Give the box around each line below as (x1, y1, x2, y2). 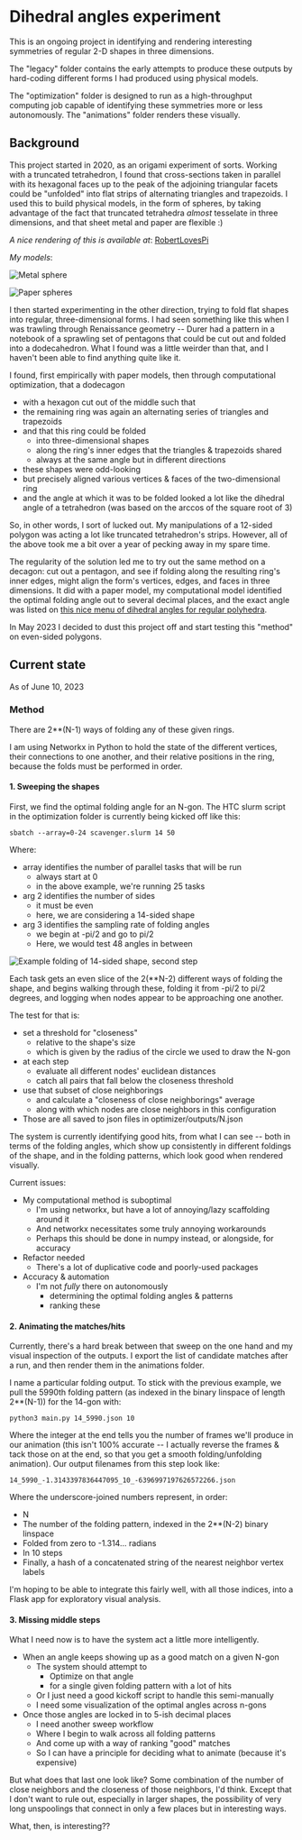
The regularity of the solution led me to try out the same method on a (9, 556, 266, 567)
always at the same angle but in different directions (35, 453, 226, 465)
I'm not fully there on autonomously (35, 1281, 169, 1292)
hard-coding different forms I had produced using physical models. (9, 72, 259, 83)
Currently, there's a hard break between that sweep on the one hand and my (9, 1341, 293, 1351)
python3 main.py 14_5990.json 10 (9, 1414, 135, 1423)
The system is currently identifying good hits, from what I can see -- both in (9, 1131, 291, 1142)
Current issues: (9, 1177, 67, 1188)
